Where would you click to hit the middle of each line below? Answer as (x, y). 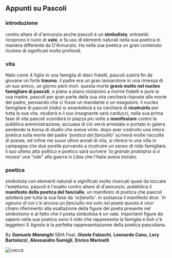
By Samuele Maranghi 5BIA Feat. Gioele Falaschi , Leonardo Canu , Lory (82, 235)
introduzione (22, 23)
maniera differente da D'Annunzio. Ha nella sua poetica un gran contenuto (84, 45)
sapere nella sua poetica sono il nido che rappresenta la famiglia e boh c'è (84, 220)
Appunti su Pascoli (36, 8)
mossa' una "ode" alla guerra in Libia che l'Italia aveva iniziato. (71, 156)
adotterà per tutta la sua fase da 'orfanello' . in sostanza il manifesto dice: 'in (85, 197)
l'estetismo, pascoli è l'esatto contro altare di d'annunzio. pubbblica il (79, 187)
